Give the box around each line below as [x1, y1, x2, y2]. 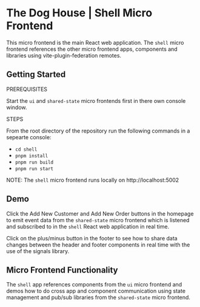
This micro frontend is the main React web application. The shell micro [6, 39, 184, 46]
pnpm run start [15, 165, 54, 172]
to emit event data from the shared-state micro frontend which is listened [6, 216, 190, 223]
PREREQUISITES [6, 85, 47, 93]
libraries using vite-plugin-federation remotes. [6, 51, 122, 59]
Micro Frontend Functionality [6, 265, 118, 275]
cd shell [15, 146, 38, 153]
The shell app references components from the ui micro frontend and [6, 281, 182, 288]
